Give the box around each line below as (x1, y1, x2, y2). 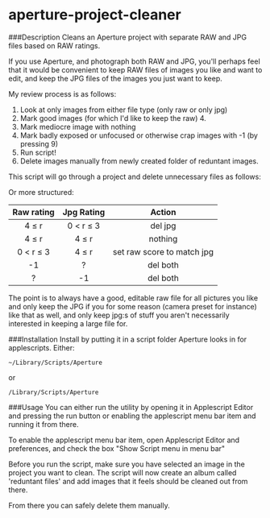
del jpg (150, 220, 177, 231)
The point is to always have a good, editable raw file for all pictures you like (8, 292, 259, 303)
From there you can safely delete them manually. (8, 500, 171, 510)
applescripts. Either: (8, 342, 75, 352)
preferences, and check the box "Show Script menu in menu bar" (8, 443, 226, 453)
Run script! (19, 147, 56, 157)
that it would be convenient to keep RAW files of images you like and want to (8, 64, 263, 74)
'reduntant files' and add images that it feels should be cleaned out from (8, 476, 248, 486)
